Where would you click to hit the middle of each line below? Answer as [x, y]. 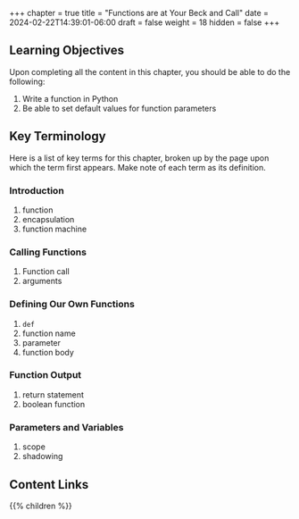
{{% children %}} [41, 506]
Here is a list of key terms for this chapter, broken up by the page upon [139, 158]
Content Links [49, 485]
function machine [54, 229]
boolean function [54, 404]
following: [27, 81]
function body [48, 352]
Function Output [46, 375]
